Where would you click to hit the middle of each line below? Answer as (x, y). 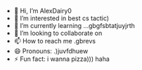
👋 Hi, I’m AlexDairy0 (43, 11)
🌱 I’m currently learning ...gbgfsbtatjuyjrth (74, 26)
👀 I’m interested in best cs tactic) (62, 18)
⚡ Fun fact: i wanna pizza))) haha (62, 59)
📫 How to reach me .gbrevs (55, 41)
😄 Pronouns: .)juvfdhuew (51, 51)
